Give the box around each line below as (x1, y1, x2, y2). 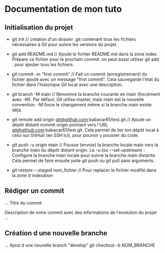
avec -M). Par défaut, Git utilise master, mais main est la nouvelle (11, 96, 144, 102)
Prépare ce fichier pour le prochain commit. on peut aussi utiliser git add (11, 56, 159, 62)
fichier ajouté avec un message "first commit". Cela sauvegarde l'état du (11, 77, 160, 82)
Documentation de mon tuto (4, 3, 122, 15)
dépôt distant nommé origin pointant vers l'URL (11, 122, 108, 127)
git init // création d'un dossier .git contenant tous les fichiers (11, 36, 136, 42)
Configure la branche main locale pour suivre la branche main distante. (11, 152, 157, 158)
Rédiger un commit (4, 187, 65, 195)
